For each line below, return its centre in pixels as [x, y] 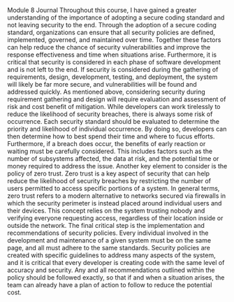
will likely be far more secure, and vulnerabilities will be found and [102, 84]
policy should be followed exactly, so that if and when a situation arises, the [116, 278]
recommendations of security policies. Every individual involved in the [108, 233]
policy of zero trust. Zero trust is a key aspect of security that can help [109, 173]
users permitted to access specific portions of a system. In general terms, [114, 188]
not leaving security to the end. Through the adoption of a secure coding [112, 25]
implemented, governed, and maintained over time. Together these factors [114, 40]
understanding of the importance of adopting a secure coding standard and [116, 17]
